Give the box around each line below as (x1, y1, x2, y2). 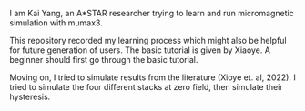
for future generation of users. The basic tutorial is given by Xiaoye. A (9, 45, 271, 55)
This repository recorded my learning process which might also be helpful (9, 35, 287, 45)
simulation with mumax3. (9, 17, 103, 28)
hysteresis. (9, 91, 51, 102)
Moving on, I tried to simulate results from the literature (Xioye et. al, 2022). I (9, 72, 296, 83)
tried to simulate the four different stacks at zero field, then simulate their (9, 82, 284, 92)
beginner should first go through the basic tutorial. (9, 55, 198, 65)
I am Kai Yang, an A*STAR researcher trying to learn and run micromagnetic (9, 8, 294, 18)
